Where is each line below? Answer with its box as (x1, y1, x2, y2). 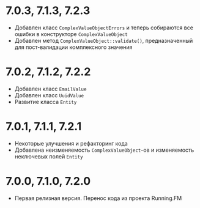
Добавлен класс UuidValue (14, 91, 84, 98)
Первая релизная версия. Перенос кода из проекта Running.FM (14, 194, 182, 202)
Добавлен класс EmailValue (14, 85, 87, 92)
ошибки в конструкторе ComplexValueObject (14, 30, 128, 37)
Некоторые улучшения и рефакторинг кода (14, 139, 128, 147)
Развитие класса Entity (14, 98, 77, 105)
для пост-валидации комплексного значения (14, 43, 133, 51)
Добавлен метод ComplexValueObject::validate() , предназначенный (14, 37, 193, 44)
